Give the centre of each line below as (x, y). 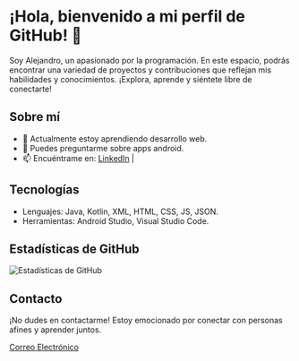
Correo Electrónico (44, 348)
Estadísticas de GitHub (74, 249)
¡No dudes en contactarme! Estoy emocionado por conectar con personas (146, 321)
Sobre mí (35, 117)
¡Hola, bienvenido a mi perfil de (128, 17)
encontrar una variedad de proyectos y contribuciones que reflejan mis (140, 70)
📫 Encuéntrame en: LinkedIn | (78, 158)
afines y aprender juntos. (56, 330)
